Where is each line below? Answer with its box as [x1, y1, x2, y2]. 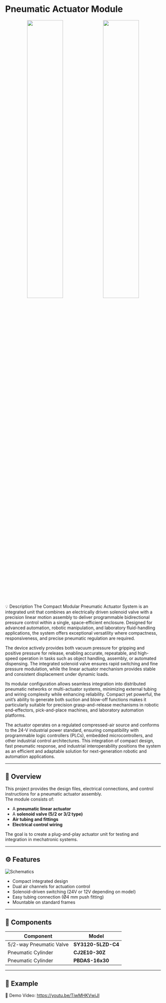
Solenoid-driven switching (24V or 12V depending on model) [12, 889, 136, 895]
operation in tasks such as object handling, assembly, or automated [19, 655, 157, 661]
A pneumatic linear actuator [12, 805, 71, 811]
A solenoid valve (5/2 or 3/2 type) [12, 811, 83, 817]
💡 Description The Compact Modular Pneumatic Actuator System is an [5, 603, 149, 609]
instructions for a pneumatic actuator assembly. [5, 791, 102, 797]
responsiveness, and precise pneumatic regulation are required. [5, 635, 135, 641]
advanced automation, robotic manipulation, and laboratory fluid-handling [5, 625, 156, 631]
